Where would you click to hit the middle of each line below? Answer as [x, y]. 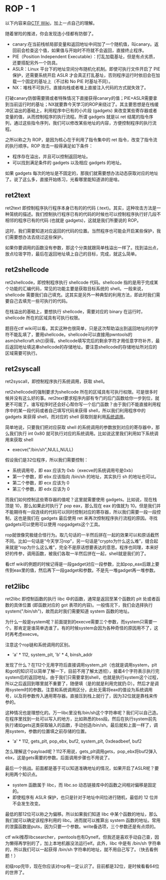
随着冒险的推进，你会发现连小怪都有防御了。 [51, 33]
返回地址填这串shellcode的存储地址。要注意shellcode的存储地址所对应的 [83, 347]
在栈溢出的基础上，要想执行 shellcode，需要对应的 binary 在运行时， [75, 311]
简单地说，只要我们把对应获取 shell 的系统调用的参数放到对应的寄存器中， [80, 427]
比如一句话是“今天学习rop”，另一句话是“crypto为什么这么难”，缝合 [86, 541]
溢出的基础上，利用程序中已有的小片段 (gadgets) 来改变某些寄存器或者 [85, 110]
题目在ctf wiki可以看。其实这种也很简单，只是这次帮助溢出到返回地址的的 [80, 328]
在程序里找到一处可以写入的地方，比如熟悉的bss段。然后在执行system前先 [81, 719]
